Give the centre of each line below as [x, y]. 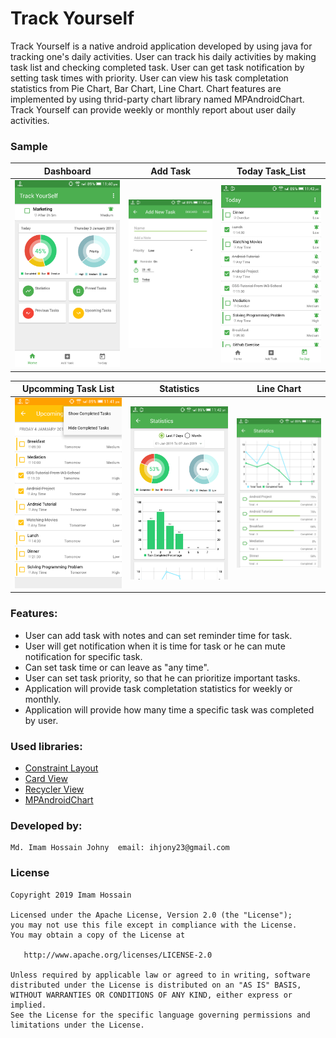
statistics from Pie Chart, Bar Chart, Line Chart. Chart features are [146, 88]
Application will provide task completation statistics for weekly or [158, 688]
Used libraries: [46, 746]
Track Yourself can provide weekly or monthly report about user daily [153, 109]
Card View [46, 778]
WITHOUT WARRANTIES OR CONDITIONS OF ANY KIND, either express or [151, 995]
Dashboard [67, 171]
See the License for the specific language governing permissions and [160, 1015]
